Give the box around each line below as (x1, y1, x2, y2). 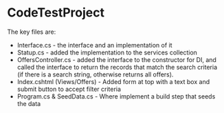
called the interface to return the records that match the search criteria (16, 63, 218, 71)
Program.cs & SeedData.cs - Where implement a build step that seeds (16, 92, 216, 101)
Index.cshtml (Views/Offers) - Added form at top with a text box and (16, 77, 210, 85)
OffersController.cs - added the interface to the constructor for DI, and (16, 55, 216, 63)
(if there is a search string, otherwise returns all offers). (16, 70, 174, 79)
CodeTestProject (7, 5, 105, 21)
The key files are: (7, 28, 56, 36)
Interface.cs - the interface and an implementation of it (16, 41, 173, 49)
